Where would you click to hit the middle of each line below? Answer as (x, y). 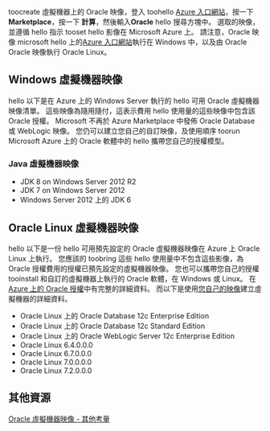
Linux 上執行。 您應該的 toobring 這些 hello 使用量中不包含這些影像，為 (126, 258)
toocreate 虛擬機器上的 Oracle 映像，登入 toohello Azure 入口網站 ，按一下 (131, 12)
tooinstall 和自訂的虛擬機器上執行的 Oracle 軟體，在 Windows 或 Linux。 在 (133, 278)
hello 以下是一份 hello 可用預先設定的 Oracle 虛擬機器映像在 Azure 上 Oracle (134, 248)
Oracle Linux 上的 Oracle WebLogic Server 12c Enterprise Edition (127, 335)
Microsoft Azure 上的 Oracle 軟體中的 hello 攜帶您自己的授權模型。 (119, 141)
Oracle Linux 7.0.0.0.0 (56, 362)
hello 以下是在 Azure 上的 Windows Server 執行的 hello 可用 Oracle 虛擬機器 (134, 101)
